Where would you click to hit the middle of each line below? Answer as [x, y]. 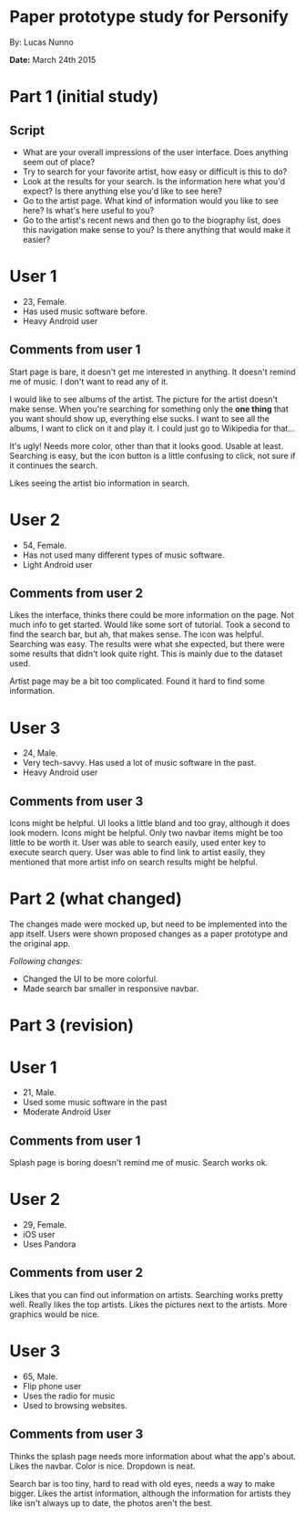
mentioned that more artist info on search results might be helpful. [133, 862]
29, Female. [45, 1224]
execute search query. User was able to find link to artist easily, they [137, 853]
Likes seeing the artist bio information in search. [100, 483]
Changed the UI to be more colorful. [90, 979]
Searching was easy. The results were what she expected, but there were [147, 644]
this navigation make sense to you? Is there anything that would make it [157, 229]
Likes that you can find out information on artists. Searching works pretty [147, 1294]
